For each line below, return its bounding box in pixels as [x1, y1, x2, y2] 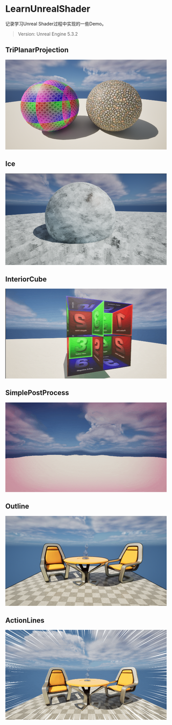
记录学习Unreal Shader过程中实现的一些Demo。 [5, 20, 106, 27]
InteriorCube [5, 275, 47, 283]
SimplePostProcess [5, 388, 69, 397]
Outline [5, 502, 29, 511]
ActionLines [5, 616, 45, 625]
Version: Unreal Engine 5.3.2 [17, 31, 78, 37]
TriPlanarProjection [5, 46, 69, 54]
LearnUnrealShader [5, 3, 91, 15]
